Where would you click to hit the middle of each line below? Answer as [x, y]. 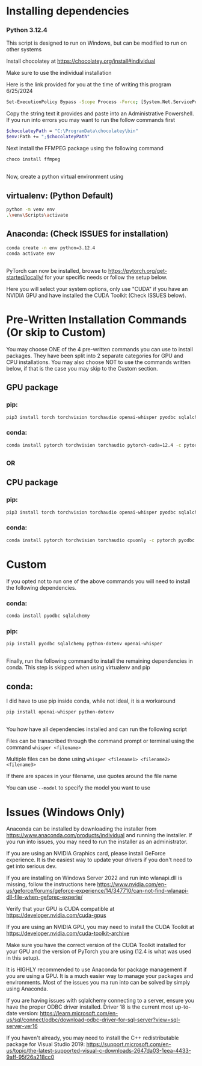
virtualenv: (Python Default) [60, 195]
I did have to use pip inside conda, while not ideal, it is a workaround [91, 701]
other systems [24, 49]
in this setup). [23, 958]
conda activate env [31, 254]
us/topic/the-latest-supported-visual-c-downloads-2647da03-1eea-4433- [99, 1051]
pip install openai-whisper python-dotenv [60, 712]
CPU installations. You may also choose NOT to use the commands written [98, 362]
